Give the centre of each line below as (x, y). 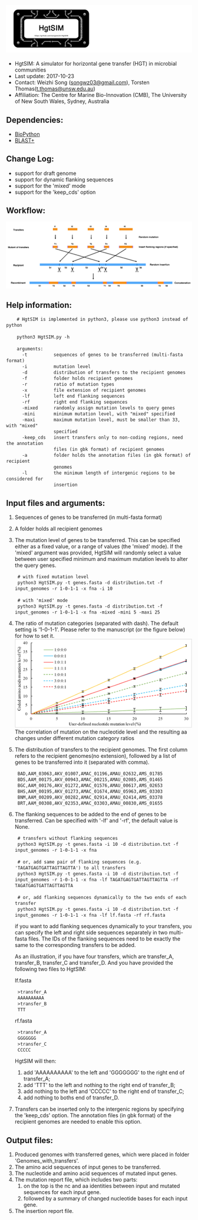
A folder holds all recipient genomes (59, 529)
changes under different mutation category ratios (74, 738)
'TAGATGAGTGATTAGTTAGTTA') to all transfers (70, 868)
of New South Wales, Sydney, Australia (62, 101)
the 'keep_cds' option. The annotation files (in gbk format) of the (93, 1115)
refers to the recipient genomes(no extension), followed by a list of (95, 756)
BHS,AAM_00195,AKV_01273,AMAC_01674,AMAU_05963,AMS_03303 (90, 791)
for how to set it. (34, 636)
